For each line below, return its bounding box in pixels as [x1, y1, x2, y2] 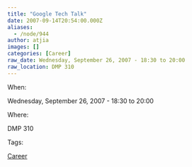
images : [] [7, 43, 40, 50]
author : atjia [7, 37, 50, 44]
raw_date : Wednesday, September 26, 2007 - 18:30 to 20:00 [7, 57, 186, 64]
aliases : [7, 23, 33, 31]
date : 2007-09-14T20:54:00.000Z [7, 17, 103, 24]
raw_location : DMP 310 [7, 63, 74, 70]
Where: [7, 110, 29, 119]
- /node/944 [13, 30, 50, 38]
